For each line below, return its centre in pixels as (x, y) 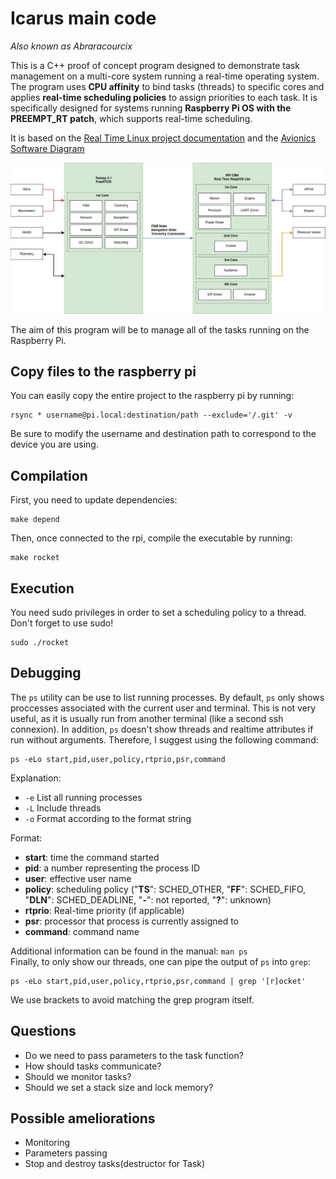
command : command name (82, 931)
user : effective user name (78, 878)
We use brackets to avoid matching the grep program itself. (132, 999)
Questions (43, 1031)
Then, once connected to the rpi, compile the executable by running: (151, 538)
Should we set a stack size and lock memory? (119, 1087)
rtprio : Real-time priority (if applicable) (104, 910)
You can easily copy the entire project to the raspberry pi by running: (152, 396)
